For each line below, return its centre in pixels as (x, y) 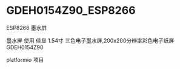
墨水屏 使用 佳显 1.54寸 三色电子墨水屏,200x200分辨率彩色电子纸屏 (90, 40)
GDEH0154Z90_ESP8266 (71, 10)
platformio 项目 (25, 59)
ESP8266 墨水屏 (27, 28)
